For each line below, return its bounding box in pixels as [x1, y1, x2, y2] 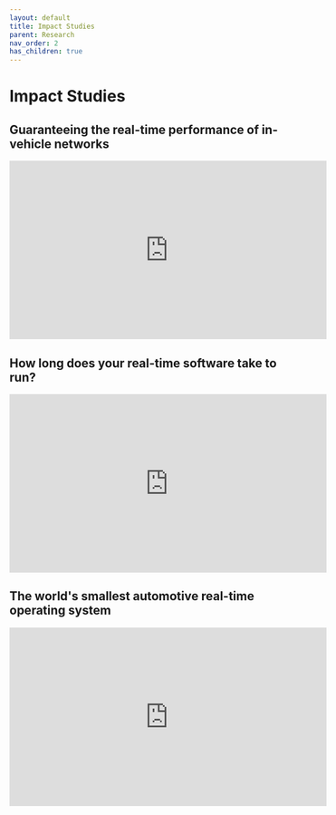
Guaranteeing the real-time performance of [9, 121, 260, 137]
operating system [9, 603, 111, 618]
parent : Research [9, 30, 75, 39]
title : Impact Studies [9, 22, 95, 31]
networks [53, 136, 110, 151]
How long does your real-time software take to [9, 355, 277, 371]
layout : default [9, 13, 71, 23]
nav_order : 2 [9, 38, 59, 48]
